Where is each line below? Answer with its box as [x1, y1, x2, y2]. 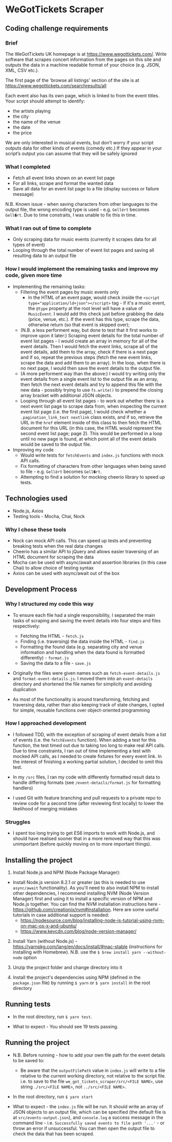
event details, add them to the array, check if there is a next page [20, 349, 158, 355]
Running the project [5, 1038, 70, 1047]
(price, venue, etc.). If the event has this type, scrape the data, [28, 316, 160, 322]
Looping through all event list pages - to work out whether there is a [20, 398, 164, 404]
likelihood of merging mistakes [12, 805, 78, 812]
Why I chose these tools [5, 526, 67, 533]
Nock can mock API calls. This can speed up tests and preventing [12, 537, 152, 544]
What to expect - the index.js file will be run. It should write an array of [12, 1103, 164, 1109]
